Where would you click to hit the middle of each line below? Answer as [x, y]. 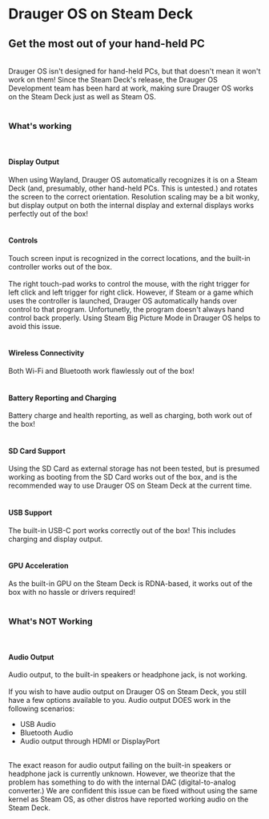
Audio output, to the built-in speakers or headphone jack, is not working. [128, 675]
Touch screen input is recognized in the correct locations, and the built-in [129, 258]
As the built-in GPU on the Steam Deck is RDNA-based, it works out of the [130, 583]
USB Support [30, 512]
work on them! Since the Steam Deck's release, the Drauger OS [113, 80]
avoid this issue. [35, 326]
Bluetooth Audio [46, 733]
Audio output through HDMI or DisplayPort [90, 741]
